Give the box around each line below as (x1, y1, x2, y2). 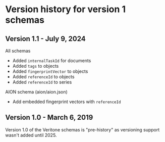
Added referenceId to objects (12, 74, 75, 79)
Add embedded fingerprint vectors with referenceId (12, 99, 121, 105)
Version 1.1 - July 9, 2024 (5, 34, 86, 43)
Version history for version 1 (5, 4, 126, 15)
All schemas (5, 48, 31, 54)
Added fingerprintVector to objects (12, 68, 88, 74)
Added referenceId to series (12, 79, 72, 85)
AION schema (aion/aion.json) (5, 89, 68, 94)
